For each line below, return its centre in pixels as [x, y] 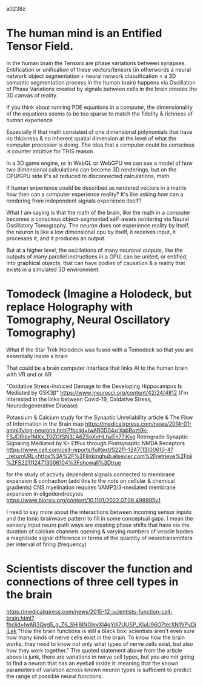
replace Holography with [70, 307]
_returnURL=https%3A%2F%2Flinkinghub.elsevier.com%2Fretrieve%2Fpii [99, 456]
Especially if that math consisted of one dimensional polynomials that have [99, 132]
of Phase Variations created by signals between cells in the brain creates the [102, 89]
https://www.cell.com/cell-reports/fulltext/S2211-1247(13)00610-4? [90, 449]
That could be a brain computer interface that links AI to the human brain [97, 368]
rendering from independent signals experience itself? [74, 201]
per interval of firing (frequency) [46, 544]
